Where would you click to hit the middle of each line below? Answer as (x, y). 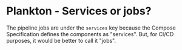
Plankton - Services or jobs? (79, 11)
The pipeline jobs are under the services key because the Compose (91, 28)
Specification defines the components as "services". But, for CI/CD (90, 34)
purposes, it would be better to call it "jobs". (61, 40)
